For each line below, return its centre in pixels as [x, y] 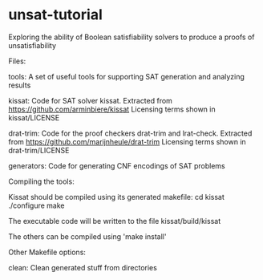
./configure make [36, 205]
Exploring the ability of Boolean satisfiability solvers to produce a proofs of [131, 37]
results [20, 85]
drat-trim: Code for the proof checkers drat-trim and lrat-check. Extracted [130, 133]
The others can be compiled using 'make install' [87, 236]
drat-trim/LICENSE [39, 150]
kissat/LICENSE [34, 117]
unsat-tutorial [55, 15]
